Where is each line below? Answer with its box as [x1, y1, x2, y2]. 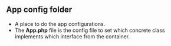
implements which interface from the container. [14, 32, 130, 40]
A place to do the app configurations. [14, 20, 106, 27]
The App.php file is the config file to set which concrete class [14, 27, 165, 34]
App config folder [6, 5, 73, 15]
